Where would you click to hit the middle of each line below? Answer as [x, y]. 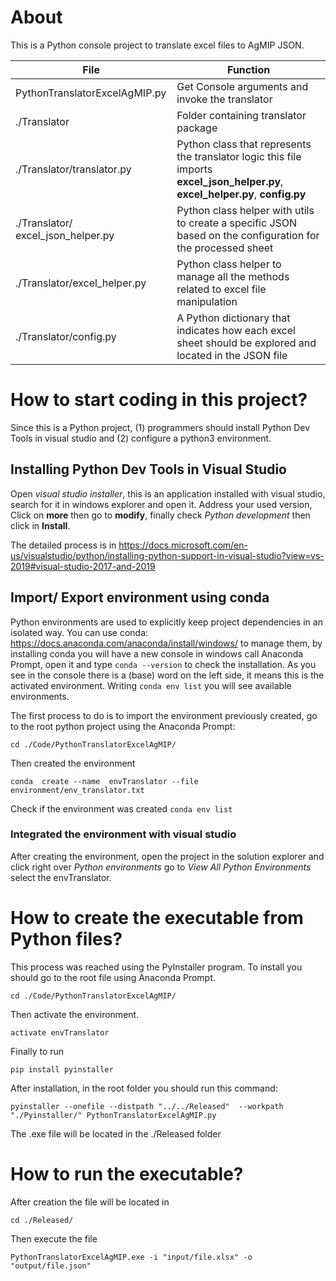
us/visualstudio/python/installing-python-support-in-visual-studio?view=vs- [167, 555]
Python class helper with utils [245, 210]
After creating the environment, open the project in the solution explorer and [167, 856]
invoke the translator [224, 99]
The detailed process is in [63, 545]
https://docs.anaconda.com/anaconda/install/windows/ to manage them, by [166, 643]
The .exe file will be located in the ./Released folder [116, 1133]
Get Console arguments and [242, 86]
